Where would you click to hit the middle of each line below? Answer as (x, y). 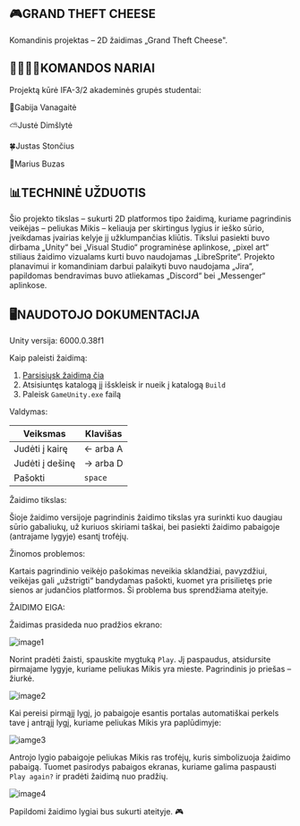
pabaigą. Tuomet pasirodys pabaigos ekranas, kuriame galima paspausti (143, 767)
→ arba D (103, 464)
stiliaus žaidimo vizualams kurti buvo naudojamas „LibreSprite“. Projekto (142, 257)
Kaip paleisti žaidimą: (48, 358)
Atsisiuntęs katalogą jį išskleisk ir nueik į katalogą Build (124, 385)
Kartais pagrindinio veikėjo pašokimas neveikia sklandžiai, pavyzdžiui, (138, 571)
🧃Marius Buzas (37, 164)
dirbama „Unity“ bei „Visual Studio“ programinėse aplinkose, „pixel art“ (139, 247)
